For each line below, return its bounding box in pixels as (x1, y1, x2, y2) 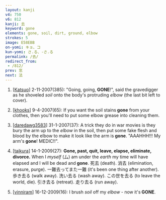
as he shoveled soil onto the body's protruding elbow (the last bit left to (12, 91, 160, 98)
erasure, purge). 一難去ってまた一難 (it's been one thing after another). (12, 166, 159, 172)
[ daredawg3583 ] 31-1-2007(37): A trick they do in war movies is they (12, 122, 156, 128)
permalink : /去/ (5, 54, 39, 59)
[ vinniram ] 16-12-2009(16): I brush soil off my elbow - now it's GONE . (12, 189, 156, 195)
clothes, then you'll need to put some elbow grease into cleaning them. (12, 112, 160, 118)
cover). (12, 97, 28, 103)
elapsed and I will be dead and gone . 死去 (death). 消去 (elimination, (12, 160, 153, 166)
